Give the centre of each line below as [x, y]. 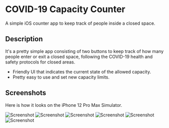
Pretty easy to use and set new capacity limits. [61, 77]
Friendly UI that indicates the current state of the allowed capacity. [82, 72]
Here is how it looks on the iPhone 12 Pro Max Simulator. [64, 105]
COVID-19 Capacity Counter [65, 9]
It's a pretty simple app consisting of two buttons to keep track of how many [84, 51]
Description [24, 39]
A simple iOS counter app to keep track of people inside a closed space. [80, 23]
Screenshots [26, 93]
